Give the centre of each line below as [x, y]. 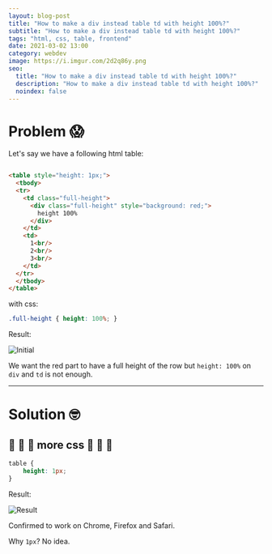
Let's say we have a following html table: [76, 154]
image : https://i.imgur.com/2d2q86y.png [78, 62]
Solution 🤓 [45, 415]
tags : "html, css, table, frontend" [70, 38]
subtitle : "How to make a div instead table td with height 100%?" [125, 31]
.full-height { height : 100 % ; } [63, 319]
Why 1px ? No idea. [39, 541]
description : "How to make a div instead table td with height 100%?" [137, 83]
